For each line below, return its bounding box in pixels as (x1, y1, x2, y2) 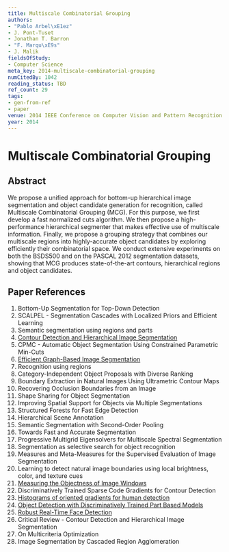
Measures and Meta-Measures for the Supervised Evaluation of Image (17, 450, 216, 458)
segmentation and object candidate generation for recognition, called (8, 200, 204, 209)
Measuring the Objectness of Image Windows (17, 479, 147, 488)
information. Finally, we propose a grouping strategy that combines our (8, 230, 208, 238)
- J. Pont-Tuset (8, 29, 54, 36)
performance (8, 222, 45, 230)
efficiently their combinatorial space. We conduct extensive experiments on (8, 244, 221, 252)
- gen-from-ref (8, 99, 51, 106)
